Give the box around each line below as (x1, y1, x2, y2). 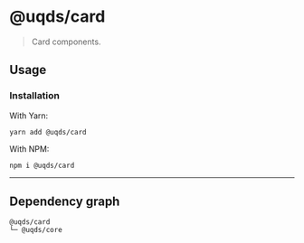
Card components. (31, 36, 101, 47)
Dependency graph (9, 194, 120, 210)
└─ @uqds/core (9, 226, 63, 235)
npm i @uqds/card (9, 161, 75, 170)
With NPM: (9, 143, 50, 154)
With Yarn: (9, 110, 49, 121)
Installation (9, 89, 61, 102)
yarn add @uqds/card (9, 127, 88, 136)
